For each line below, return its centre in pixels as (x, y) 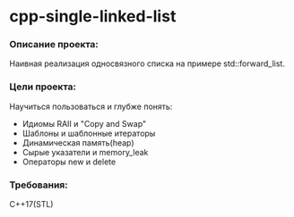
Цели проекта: (43, 87)
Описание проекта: (54, 45)
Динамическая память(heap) (78, 142)
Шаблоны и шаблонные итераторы (89, 133)
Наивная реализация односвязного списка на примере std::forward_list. (147, 63)
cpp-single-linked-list (93, 17)
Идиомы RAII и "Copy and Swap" (84, 123)
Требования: (39, 185)
